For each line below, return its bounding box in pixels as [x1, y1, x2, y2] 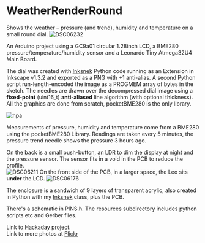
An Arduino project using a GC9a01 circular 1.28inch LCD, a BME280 [6, 42, 179, 50]
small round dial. [6, 30, 48, 37]
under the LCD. [6, 174, 45, 182]
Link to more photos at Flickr [6, 229, 78, 237]
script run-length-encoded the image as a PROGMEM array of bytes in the [6, 80, 194, 88]
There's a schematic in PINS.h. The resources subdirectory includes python [6, 205, 197, 212]
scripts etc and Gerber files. [6, 211, 77, 218]
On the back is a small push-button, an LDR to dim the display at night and [6, 148, 194, 156]
